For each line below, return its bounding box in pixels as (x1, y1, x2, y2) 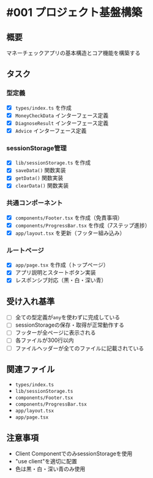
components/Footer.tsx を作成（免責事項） (15, 214, 124, 221)
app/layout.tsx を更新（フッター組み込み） (15, 229, 125, 237)
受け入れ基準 (6, 296, 55, 306)
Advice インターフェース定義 (15, 127, 87, 134)
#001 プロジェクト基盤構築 (6, 6, 143, 20)
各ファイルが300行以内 (15, 336, 75, 344)
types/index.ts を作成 (15, 104, 72, 111)
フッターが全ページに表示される (15, 329, 96, 336)
